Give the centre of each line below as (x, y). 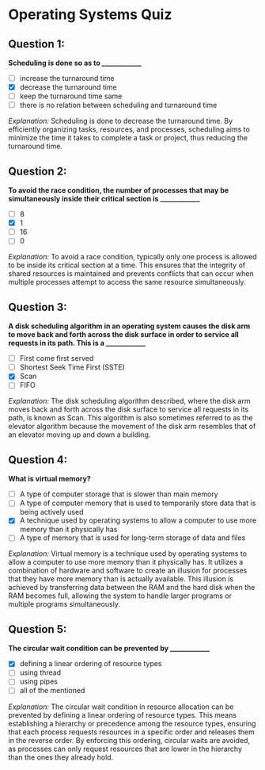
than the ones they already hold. (61, 757)
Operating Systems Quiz (90, 15)
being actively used (51, 512)
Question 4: (38, 460)
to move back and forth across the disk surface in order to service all (123, 335)
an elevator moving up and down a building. (79, 435)
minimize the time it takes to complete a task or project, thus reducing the (128, 138)
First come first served (57, 358)
